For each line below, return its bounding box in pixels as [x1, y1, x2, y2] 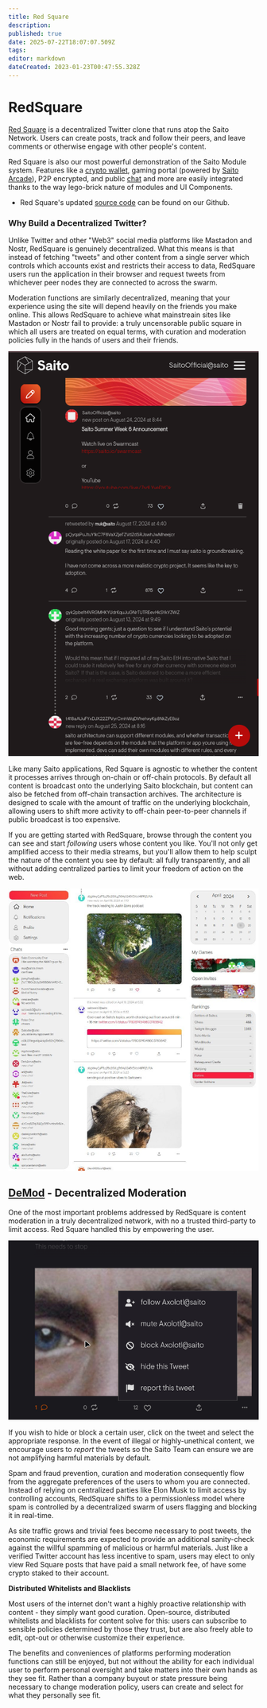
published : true [8, 29, 62, 37]
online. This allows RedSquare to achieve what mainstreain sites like [8, 310, 231, 320]
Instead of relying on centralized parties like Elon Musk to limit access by [8, 1485, 247, 1495]
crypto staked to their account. [8, 1568, 110, 1578]
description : [8, 21, 52, 29]
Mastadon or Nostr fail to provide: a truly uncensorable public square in [8, 319, 242, 328]
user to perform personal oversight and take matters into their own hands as [8, 1665, 258, 1675]
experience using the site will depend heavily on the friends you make [8, 302, 237, 312]
